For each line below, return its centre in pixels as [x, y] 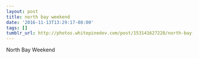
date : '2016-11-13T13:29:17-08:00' [50, 22]
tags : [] [17, 28]
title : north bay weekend [38, 17]
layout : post [22, 11]
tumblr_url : [21, 33]
